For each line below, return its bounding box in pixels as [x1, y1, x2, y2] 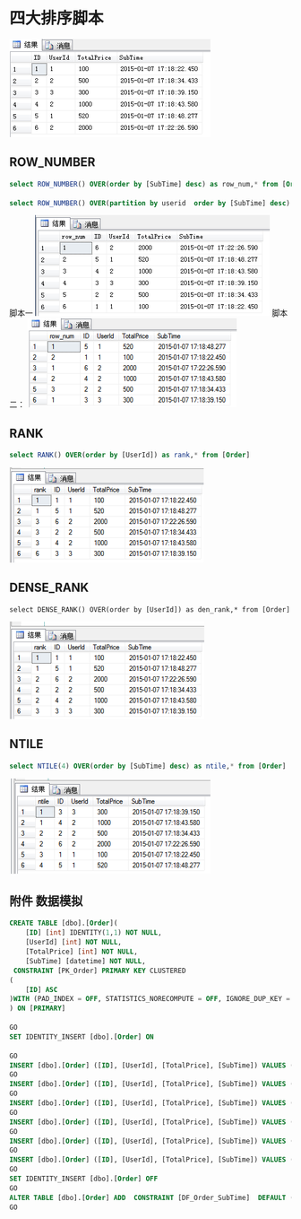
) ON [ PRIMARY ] [9, 1004, 66, 1014]
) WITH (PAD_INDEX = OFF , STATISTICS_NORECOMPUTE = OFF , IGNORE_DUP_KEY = [9, 995, 291, 1004]
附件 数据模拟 [9, 893, 83, 909]
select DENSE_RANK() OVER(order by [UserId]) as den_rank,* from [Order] [9, 605, 291, 614]
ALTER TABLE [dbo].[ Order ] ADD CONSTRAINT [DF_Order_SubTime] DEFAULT [9, 1193, 287, 1202]
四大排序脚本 [9, 8, 105, 29]
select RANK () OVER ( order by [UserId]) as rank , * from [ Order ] [9, 450, 251, 460]
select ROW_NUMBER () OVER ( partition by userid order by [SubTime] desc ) [9, 198, 291, 207]
